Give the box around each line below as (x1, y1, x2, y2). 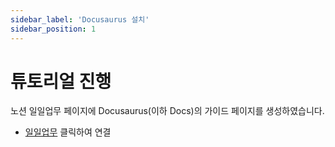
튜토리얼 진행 (10, 70, 112, 93)
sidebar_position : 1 (10, 24, 97, 34)
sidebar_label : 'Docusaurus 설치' (10, 14, 150, 25)
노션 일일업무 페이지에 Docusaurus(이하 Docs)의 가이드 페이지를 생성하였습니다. (10, 105, 325, 117)
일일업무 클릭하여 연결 (24, 126, 112, 138)
